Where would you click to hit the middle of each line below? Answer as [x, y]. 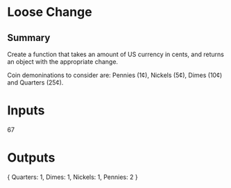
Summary [29, 38]
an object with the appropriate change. [63, 62]
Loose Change [50, 12]
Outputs [31, 158]
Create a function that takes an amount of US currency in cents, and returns [115, 54]
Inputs [26, 111]
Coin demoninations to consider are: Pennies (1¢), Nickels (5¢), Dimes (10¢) [115, 75]
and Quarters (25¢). [35, 83]
